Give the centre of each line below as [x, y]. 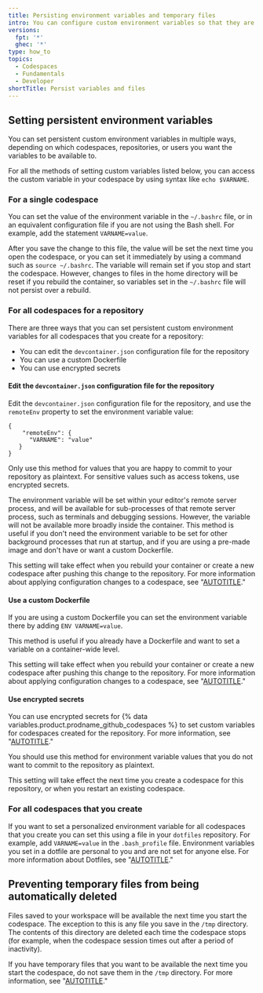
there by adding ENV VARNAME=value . [66, 626]
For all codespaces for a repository [76, 311]
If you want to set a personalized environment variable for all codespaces [127, 826]
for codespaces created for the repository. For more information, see [119, 733]
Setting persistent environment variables [111, 120]
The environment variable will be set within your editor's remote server [122, 500]
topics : [21, 60]
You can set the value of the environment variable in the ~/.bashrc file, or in [130, 217]
